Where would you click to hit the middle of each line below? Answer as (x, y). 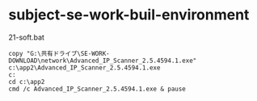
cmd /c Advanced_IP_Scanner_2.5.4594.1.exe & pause (97, 89)
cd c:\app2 (27, 82)
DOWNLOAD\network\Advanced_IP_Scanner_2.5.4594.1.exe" (103, 61)
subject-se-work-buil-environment (129, 15)
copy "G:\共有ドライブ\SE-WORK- (59, 53)
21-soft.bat (26, 37)
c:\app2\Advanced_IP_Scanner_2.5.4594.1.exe (84, 67)
